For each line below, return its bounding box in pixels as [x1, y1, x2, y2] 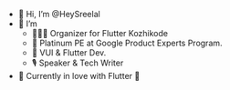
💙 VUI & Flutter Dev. [31, 47, 107, 58]
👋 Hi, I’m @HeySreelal [17, 9, 100, 19]
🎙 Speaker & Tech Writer [31, 57, 124, 68]
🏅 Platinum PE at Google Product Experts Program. [31, 37, 223, 48]
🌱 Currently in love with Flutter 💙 [17, 71, 141, 81]
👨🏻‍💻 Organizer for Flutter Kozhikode [31, 28, 169, 38]
